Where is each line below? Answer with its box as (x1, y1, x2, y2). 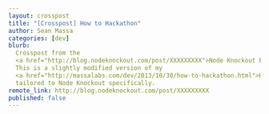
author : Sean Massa (8, 26, 74, 35)
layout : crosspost (8, 11, 70, 20)
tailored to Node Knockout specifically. (15, 79, 156, 87)
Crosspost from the (15, 49, 81, 57)
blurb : (8, 42, 30, 50)
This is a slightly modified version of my (15, 64, 163, 72)
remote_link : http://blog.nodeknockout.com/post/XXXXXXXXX (8, 86, 210, 95)
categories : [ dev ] (8, 34, 70, 43)
